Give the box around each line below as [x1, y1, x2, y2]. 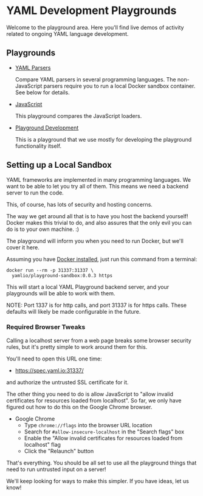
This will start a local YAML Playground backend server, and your [6, 283, 169, 291]
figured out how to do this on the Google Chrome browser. [6, 403, 153, 410]
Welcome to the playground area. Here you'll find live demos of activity [6, 24, 184, 31]
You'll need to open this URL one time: [6, 355, 102, 362]
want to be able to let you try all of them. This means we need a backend [6, 182, 188, 190]
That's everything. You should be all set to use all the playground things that [6, 459, 197, 466]
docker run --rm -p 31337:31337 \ [6, 267, 94, 274]
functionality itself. [15, 142, 62, 150]
